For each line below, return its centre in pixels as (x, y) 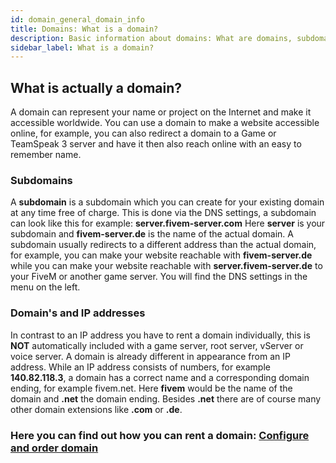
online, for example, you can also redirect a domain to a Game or (143, 133)
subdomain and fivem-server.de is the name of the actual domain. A (152, 234)
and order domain (54, 448)
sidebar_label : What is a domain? (82, 47)
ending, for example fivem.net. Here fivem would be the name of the (151, 388)
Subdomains (41, 180)
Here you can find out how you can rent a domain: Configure (160, 435)
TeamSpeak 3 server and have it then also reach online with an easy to (156, 144)
